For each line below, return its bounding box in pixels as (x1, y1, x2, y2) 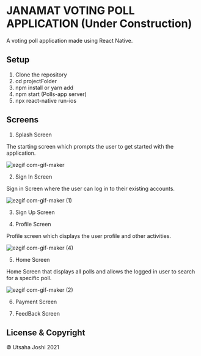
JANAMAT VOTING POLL (6, 4, 136, 18)
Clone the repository (15, 71, 67, 78)
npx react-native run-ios (15, 97, 77, 104)
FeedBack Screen (15, 310, 60, 317)
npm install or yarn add (15, 84, 74, 91)
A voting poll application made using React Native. (6, 37, 133, 44)
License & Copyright (6, 327, 86, 338)
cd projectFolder (15, 77, 57, 84)
